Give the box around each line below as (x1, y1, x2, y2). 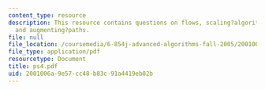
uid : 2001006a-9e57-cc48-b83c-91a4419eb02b (8, 70, 154, 77)
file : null (8, 33, 44, 41)
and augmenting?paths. (15, 26, 90, 34)
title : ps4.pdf (8, 63, 58, 70)
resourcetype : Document (8, 56, 87, 63)
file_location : (8, 41, 58, 49)
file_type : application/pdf (8, 48, 101, 56)
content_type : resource (8, 11, 87, 20)
